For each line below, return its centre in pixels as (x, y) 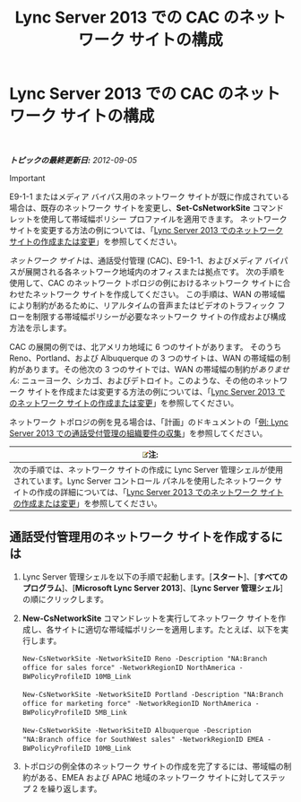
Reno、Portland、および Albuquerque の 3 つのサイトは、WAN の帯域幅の (146, 358)
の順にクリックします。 (65, 599)
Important (27, 178)
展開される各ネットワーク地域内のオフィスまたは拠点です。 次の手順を (155, 271)
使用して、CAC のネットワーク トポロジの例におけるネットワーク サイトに (146, 283)
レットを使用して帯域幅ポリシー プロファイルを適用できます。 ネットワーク (149, 219)
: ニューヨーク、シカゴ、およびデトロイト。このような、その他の (137, 380)
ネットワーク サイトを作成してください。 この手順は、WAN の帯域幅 (159, 294)
